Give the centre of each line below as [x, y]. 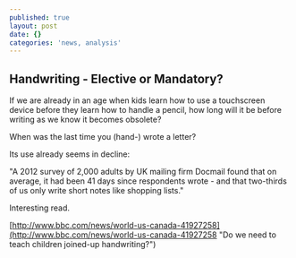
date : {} [25, 34]
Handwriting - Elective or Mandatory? [116, 78]
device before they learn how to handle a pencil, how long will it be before [145, 110]
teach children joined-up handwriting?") [83, 245]
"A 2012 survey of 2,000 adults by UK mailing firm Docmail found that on [143, 172]
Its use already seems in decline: [70, 154]
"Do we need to [248, 235]
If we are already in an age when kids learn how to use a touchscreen [137, 100]
